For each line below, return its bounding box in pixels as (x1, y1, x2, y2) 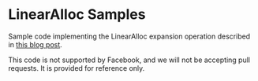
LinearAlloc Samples (8, 6, 146, 24)
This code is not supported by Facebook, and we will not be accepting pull (8, 55, 251, 64)
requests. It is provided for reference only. (8, 63, 145, 72)
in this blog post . (8, 39, 63, 49)
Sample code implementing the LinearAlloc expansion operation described (8, 31, 251, 41)
